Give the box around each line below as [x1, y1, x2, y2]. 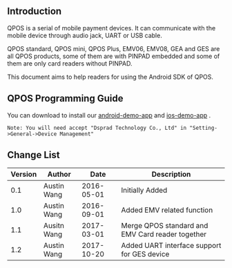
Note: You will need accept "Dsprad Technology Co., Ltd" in [7, 124, 187, 131]
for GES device [121, 249, 170, 259]
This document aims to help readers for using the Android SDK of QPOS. [7, 73, 214, 81]
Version [10, 169, 37, 179]
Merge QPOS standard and [121, 221, 209, 231]
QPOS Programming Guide [7, 93, 124, 104]
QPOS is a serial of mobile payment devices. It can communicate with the [7, 23, 216, 32]
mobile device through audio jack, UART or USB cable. [7, 31, 162, 39]
